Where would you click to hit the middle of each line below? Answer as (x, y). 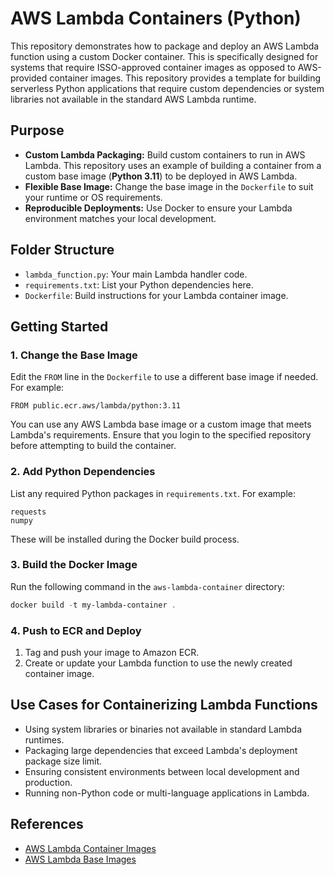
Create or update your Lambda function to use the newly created (158, 663)
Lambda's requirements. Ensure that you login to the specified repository (161, 435)
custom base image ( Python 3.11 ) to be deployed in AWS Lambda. (161, 176)
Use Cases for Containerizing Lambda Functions (164, 705)
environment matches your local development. (120, 218)
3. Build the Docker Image (74, 565)
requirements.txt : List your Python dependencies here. (139, 284)
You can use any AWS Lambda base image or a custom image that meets (161, 424)
